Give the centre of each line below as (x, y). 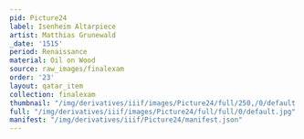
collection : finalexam (52, 94)
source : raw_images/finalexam (67, 69)
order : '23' (32, 78)
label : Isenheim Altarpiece (63, 27)
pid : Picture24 (38, 18)
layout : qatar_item (47, 86)
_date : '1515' (37, 43)
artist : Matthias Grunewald (63, 35)
